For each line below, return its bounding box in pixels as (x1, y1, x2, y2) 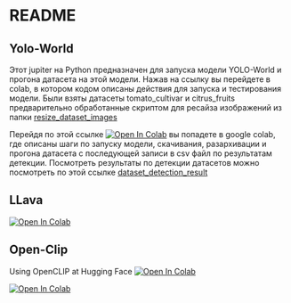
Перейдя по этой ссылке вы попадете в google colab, (9, 129, 276, 139)
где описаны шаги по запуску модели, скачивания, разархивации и (9, 139, 267, 149)
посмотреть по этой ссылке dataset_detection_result (9, 167, 208, 177)
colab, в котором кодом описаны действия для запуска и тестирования (9, 84, 282, 94)
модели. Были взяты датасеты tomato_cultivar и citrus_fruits (9, 93, 236, 103)
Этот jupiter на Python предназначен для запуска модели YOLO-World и (9, 64, 282, 75)
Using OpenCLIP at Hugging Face (9, 266, 133, 276)
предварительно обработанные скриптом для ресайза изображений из (9, 102, 283, 112)
